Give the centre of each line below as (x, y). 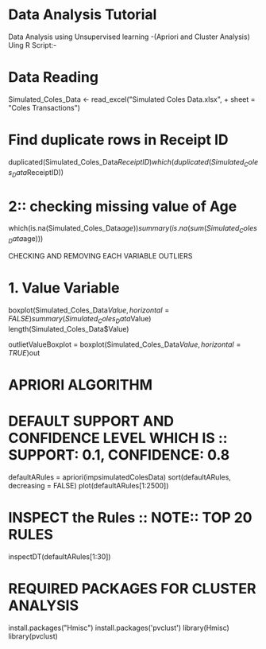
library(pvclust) (33, 636)
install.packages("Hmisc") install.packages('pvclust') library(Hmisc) (119, 628)
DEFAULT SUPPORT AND (91, 421)
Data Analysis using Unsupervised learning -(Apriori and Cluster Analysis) (129, 37)
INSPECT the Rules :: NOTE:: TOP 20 (130, 517)
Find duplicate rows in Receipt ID (118, 140)
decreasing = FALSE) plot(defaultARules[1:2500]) (89, 485)
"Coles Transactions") (44, 107)
